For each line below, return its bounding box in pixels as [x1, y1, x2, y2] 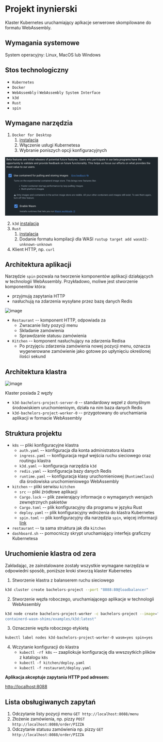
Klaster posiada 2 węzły [5, 390, 53, 396]
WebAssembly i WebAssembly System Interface [12, 89, 101, 95]
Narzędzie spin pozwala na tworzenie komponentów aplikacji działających [5, 273, 154, 279]
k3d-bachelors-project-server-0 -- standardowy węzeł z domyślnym [12, 400, 150, 405]
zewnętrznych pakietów [19, 499, 67, 505]
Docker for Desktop [12, 133, 52, 138]
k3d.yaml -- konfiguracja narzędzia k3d [19, 462, 97, 469]
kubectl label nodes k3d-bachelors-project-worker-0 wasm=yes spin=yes [5, 635, 153, 640]
